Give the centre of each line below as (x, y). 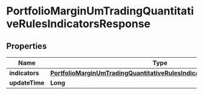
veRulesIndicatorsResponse (79, 24)
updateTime (27, 83)
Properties (27, 46)
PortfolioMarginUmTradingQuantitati (100, 11)
